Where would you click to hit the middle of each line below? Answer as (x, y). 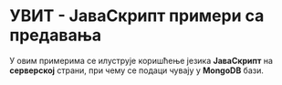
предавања (56, 35)
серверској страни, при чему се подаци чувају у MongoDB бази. (137, 70)
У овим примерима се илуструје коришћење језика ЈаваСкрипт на (141, 60)
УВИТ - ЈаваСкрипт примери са (137, 16)
